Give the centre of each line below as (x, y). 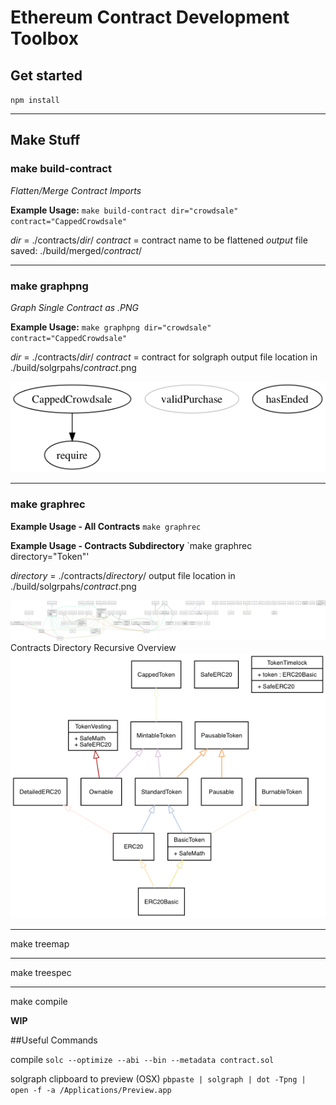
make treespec (41, 973)
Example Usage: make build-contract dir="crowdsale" (124, 210)
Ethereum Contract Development (150, 17)
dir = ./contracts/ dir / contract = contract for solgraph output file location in (164, 357)
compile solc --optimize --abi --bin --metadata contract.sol (142, 1060)
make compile (39, 1002)
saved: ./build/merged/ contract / (76, 250)
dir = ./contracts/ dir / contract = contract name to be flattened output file (159, 240)
